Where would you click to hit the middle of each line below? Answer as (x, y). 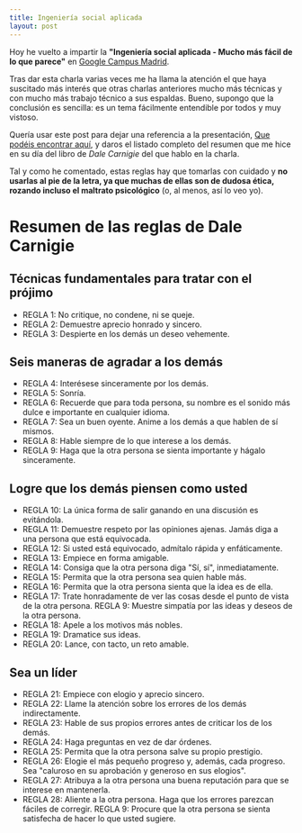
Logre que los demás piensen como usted (129, 489)
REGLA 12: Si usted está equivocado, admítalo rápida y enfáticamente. (152, 548)
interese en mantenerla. (66, 790)
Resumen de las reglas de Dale (126, 226)
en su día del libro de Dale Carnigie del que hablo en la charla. (124, 153)
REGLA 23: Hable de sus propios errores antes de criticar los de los (147, 722)
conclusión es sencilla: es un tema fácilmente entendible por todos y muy (145, 107)
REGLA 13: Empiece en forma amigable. (95, 558)
